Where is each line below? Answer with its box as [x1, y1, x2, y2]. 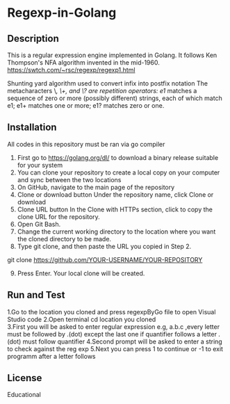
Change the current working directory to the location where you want [17, 227, 216, 236]
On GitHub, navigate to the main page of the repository [17, 183, 175, 191]
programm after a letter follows [7, 352, 96, 360]
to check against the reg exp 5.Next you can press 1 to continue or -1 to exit [7, 344, 224, 353]
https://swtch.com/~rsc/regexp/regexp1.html [7, 66, 135, 74]
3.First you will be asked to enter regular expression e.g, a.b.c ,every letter [7, 322, 220, 331]
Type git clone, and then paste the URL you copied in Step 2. [17, 242, 192, 250]
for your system [17, 161, 63, 169]
